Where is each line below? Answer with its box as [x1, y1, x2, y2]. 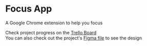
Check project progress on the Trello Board [5, 29, 97, 35]
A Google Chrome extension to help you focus [5, 20, 103, 26]
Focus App [5, 3, 52, 15]
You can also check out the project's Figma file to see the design [5, 35, 142, 41]
